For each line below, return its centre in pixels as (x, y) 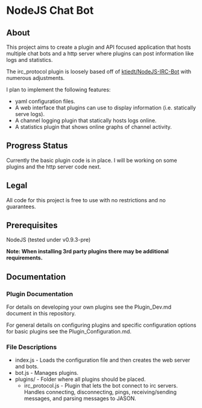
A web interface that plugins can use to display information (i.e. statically (105, 108)
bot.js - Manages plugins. (47, 373)
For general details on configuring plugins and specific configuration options (101, 325)
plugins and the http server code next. (54, 167)
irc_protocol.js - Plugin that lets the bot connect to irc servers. (101, 386)
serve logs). (30, 114)
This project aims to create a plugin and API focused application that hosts (99, 47)
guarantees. (21, 206)
